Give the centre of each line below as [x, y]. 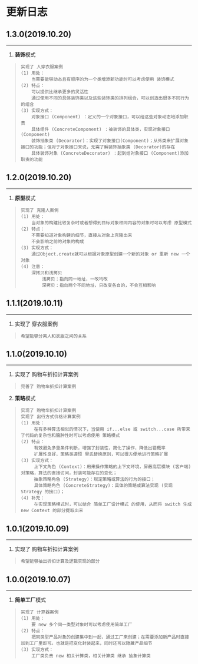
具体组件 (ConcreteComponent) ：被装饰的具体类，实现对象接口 [101, 130]
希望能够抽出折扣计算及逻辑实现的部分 [60, 562]
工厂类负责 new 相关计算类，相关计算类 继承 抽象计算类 [91, 656]
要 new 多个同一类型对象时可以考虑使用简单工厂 [82, 625]
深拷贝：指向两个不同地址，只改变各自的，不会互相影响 [99, 285]
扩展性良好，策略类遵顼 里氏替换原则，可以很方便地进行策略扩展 [101, 454]
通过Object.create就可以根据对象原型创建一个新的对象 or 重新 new [105, 254]
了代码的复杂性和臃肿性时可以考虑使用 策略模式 [70, 436]
